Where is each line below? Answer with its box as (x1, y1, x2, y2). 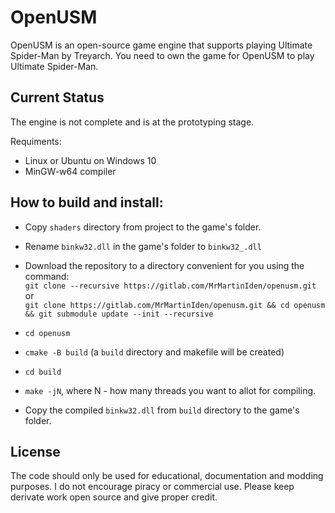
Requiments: (10, 135, 62, 147)
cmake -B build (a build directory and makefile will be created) (24, 346, 285, 358)
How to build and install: (10, 194, 164, 211)
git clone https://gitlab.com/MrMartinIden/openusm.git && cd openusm (24, 300, 326, 310)
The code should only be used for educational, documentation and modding (10, 470, 324, 482)
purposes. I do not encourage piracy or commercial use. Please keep (10, 481, 295, 493)
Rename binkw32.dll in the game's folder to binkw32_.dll (24, 240, 262, 252)
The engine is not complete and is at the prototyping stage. (10, 116, 255, 128)
